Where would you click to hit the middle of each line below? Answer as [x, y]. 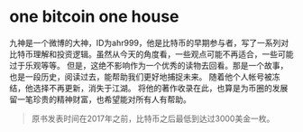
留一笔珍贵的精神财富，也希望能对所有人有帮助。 [100, 99]
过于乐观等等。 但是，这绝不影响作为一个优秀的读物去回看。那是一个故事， [149, 65]
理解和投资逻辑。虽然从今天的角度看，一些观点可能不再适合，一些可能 [163, 54]
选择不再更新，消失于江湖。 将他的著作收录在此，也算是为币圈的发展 [161, 88]
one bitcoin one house [94, 17]
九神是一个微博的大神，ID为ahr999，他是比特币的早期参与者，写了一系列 [145, 42]
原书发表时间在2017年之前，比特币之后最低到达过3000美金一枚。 [153, 118]
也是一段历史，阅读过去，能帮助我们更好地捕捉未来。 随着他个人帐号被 [141, 76]
